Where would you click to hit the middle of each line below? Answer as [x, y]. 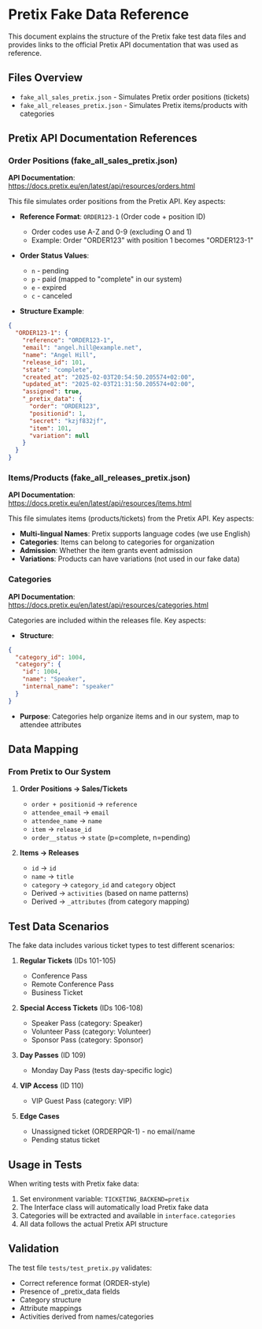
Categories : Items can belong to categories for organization [117, 542]
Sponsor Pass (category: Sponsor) [87, 1040]
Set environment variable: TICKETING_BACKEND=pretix [105, 1198]
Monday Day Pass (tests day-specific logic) [102, 1071]
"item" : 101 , [50, 428]
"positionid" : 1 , [57, 414]
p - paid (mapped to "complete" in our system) [107, 279]
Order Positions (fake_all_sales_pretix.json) [93, 161]
